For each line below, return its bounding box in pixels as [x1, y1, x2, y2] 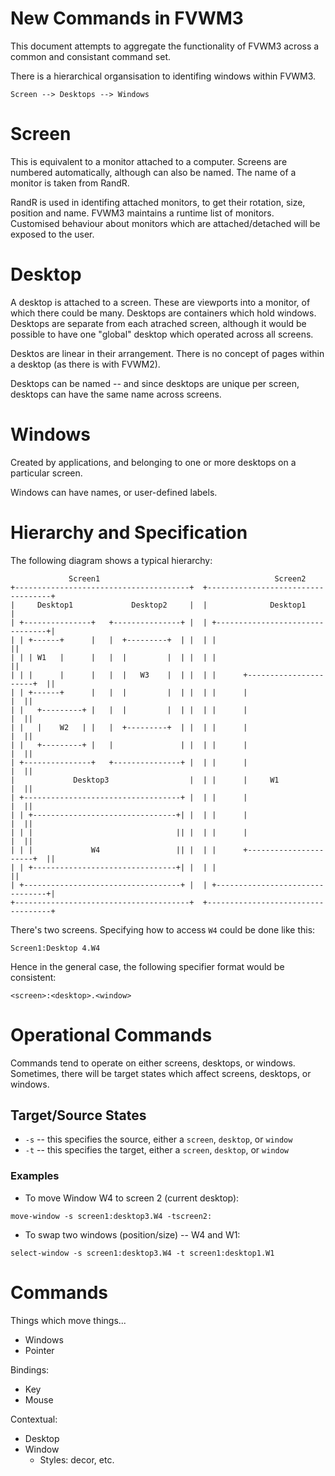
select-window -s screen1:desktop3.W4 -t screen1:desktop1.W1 [10, 1248, 275, 1258]
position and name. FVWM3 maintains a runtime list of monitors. [10, 207, 275, 219]
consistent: [10, 971, 57, 983]
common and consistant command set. [10, 50, 172, 62]
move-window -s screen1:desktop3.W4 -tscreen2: [10, 1211, 213, 1221]
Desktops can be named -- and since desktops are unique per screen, [10, 377, 300, 389]
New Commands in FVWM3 [10, 7, 244, 30]
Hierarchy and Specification [10, 521, 248, 544]
